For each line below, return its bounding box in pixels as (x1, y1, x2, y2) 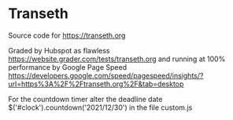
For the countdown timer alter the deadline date (8, 94, 163, 104)
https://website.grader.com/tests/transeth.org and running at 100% (8, 54, 226, 64)
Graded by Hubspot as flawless (8, 45, 110, 55)
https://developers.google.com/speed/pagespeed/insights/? (8, 71, 204, 80)
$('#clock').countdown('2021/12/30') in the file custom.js (8, 103, 193, 112)
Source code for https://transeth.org (8, 31, 126, 40)
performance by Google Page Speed (8, 62, 128, 71)
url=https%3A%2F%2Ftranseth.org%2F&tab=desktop (8, 79, 184, 89)
